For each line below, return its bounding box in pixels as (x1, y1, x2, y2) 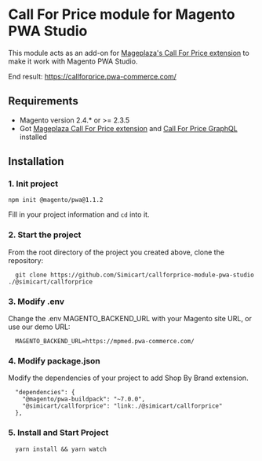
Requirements (8, 94, 78, 108)
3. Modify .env (8, 296, 65, 307)
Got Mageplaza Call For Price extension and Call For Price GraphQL (19, 123, 238, 133)
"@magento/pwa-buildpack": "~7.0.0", (22, 395, 146, 404)
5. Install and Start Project (8, 427, 109, 438)
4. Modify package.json (8, 355, 100, 366)
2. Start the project (8, 229, 82, 240)
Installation (8, 155, 64, 168)
